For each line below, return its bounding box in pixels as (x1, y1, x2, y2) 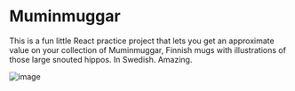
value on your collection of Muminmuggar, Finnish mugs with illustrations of (9, 44, 287, 55)
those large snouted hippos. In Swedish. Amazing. (9, 54, 193, 64)
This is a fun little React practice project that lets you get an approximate (9, 35, 275, 46)
